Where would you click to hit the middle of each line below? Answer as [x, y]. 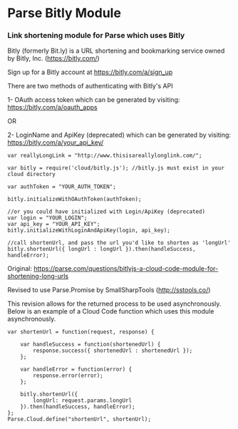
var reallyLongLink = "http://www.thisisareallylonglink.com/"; [105, 156]
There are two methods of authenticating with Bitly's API [90, 86]
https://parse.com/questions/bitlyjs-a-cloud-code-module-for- [126, 269]
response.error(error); [68, 376]
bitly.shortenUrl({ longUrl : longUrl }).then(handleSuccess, [102, 249]
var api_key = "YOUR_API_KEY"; [54, 224]
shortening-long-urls [38, 276]
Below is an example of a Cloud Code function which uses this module [111, 311]
